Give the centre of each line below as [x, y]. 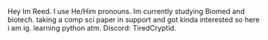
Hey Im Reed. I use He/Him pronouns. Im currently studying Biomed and [126, 11]
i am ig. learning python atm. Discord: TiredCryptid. [92, 28]
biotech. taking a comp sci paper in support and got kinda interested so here [134, 20]
